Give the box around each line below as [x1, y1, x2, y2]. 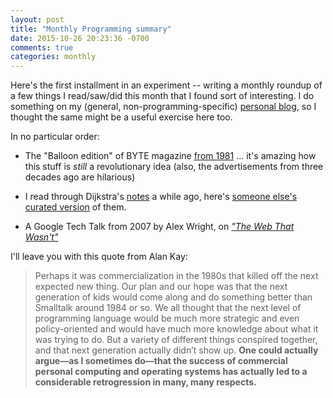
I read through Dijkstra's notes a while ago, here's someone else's [24, 191, 298, 203]
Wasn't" [24, 231, 59, 243]
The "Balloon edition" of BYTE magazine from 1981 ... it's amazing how [24, 150, 317, 162]
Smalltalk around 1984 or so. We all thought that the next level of [34, 302, 302, 314]
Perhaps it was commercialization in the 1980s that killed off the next [34, 270, 319, 282]
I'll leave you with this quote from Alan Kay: [10, 251, 188, 263]
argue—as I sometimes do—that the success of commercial [34, 355, 288, 367]
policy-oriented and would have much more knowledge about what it [34, 323, 319, 335]
